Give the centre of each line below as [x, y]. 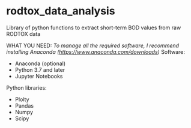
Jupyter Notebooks [39, 76]
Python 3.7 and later [40, 69]
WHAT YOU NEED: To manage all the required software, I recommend [92, 45]
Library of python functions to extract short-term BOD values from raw [94, 28]
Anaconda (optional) [40, 63]
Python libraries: [26, 87]
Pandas [24, 105]
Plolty [22, 99]
